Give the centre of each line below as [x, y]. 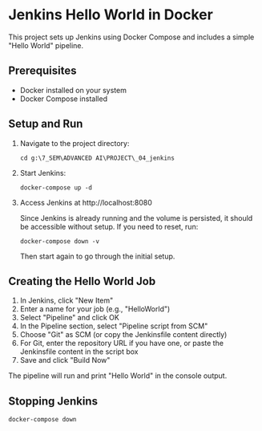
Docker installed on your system [73, 90]
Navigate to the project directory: [75, 143]
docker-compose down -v [60, 241]
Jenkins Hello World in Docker [111, 15]
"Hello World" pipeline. [46, 45]
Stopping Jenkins [53, 401]
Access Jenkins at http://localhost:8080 [86, 202]
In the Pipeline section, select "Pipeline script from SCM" [114, 326]
